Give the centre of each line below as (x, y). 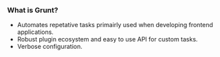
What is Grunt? (33, 10)
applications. (35, 32)
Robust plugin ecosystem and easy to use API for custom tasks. (107, 39)
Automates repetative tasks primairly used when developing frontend (115, 25)
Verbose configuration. (49, 47)
